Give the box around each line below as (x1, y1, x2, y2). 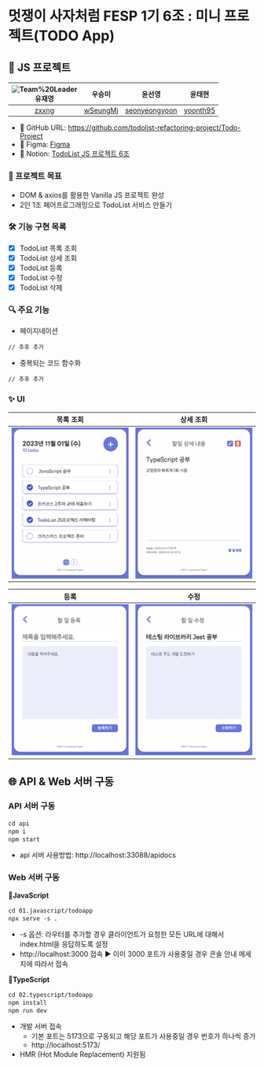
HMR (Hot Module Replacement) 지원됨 (19, 1049, 146, 1059)
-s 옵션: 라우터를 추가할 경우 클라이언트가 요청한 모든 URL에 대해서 (19, 929, 225, 939)
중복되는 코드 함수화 (19, 358, 81, 368)
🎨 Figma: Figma (19, 139, 71, 150)
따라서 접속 (34, 958, 68, 969)
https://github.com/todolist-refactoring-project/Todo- (68, 123, 241, 132)
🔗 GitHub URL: (19, 123, 67, 132)
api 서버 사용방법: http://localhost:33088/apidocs (19, 850, 177, 860)
